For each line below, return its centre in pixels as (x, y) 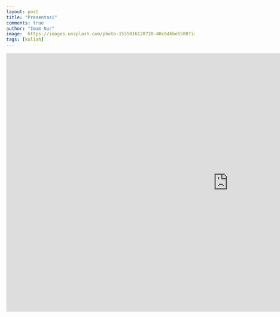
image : (14, 34)
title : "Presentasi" (32, 17)
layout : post (22, 12)
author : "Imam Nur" (31, 28)
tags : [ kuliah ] (25, 39)
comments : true (25, 23)
